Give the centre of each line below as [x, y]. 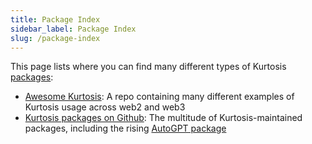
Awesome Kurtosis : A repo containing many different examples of [159, 97]
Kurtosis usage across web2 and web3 [105, 107]
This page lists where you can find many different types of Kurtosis [148, 67]
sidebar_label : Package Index [73, 29]
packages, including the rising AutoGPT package [125, 128]
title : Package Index [55, 19]
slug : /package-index [55, 38]
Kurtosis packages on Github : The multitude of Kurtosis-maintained [163, 118]
